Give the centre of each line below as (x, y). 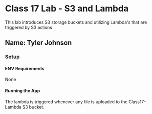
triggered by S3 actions (29, 27)
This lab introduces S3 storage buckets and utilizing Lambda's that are (76, 22)
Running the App (22, 91)
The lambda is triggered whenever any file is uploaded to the (66, 102)
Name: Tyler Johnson (38, 43)
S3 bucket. (33, 107)
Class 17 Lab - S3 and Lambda (67, 9)
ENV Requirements (25, 68)
